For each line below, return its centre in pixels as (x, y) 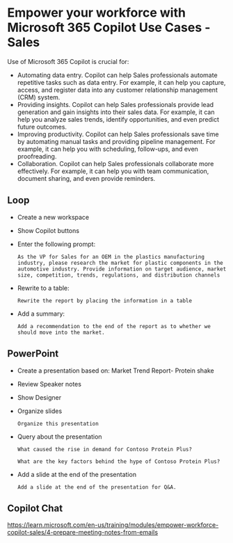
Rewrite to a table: (43, 288)
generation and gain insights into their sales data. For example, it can (116, 112)
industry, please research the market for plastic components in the (120, 263)
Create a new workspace (53, 217)
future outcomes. (42, 127)
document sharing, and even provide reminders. (86, 178)
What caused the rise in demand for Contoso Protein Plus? (105, 449)
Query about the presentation (59, 437)
